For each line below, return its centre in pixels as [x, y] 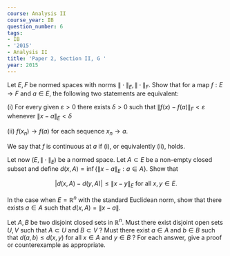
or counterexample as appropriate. [56, 245]
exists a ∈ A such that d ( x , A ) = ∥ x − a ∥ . [64, 208]
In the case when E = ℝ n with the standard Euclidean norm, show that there [115, 199]
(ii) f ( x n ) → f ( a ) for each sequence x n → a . [68, 132]
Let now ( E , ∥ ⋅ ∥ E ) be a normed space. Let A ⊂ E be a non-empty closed [110, 160]
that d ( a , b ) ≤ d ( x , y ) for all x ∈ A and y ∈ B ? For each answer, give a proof [115, 237]
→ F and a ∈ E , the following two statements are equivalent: [93, 93]
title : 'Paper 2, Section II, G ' [57, 59]
